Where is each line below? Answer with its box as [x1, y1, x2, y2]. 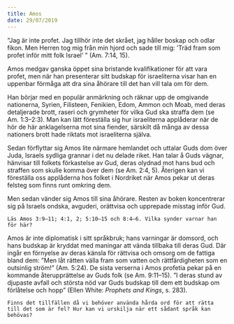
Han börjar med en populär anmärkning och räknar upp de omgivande [7, 92, 209, 101]
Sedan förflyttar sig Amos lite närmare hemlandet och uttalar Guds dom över [7, 143, 228, 152]
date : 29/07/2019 [7, 17, 58, 24]
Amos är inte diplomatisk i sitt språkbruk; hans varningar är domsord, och [7, 234, 219, 242]
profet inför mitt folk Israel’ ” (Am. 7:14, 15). [7, 50, 130, 59]
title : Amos [7, 10, 42, 17]
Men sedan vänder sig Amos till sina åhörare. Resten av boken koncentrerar [7, 194, 226, 203]
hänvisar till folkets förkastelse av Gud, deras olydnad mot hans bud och [7, 158, 215, 167]
